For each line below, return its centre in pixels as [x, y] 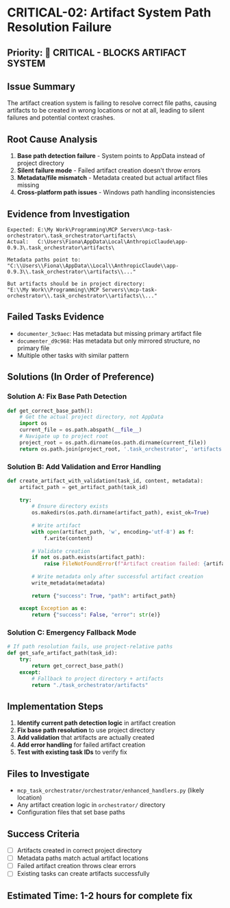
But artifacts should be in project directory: [76, 284]
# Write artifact [56, 526]
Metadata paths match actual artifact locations [82, 858]
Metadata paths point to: [44, 260]
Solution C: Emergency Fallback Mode [72, 633]
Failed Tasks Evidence [56, 317]
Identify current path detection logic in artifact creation [96, 723]
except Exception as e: [53, 609]
